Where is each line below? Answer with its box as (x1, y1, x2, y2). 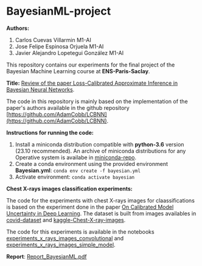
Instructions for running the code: (6, 129, 94, 136)
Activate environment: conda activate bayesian (15, 173, 135, 181)
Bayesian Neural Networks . (6, 85, 75, 93)
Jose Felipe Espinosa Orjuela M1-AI (15, 43, 104, 50)
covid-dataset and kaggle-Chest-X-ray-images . (6, 216, 126, 223)
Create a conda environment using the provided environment (15, 160, 169, 167)
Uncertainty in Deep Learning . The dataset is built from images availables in (6, 209, 197, 217)
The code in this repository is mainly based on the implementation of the (6, 98, 188, 105)
